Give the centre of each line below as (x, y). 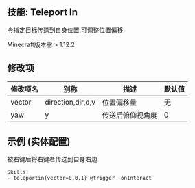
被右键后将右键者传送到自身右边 (52, 159)
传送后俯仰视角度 (130, 115)
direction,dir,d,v (70, 102)
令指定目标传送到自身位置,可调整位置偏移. (66, 30)
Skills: (18, 172)
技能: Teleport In (42, 12)
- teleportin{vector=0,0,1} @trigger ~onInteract (80, 178)
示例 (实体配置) (39, 142)
